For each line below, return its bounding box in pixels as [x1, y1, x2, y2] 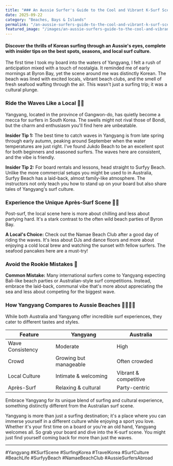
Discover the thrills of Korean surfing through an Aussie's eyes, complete [5, 42, 166, 49]
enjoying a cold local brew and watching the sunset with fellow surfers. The [5, 242, 166, 248]
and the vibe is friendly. [5, 154, 55, 160]
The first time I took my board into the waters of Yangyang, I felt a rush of [5, 60, 161, 66]
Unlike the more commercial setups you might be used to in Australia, [5, 169, 153, 175]
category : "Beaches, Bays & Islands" [5, 17, 86, 22]
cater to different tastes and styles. [5, 318, 80, 325]
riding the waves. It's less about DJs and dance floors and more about [5, 237, 154, 243]
